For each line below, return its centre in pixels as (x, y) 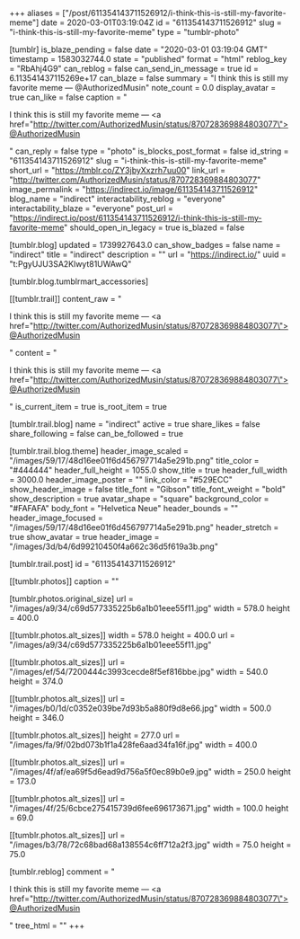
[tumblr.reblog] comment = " (62, 872)
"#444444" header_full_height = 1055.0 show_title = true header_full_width (148, 470)
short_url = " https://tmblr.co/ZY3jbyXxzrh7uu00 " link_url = (118, 170)
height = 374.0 (36, 681)
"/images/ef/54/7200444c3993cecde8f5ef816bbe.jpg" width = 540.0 (139, 672)
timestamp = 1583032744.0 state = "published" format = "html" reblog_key (148, 59)
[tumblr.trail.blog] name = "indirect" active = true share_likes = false (135, 424)
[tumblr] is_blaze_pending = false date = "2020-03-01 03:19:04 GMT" (138, 49)
